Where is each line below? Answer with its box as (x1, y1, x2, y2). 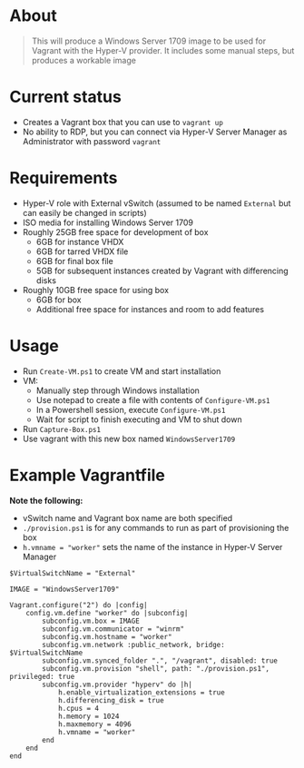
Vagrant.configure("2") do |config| (9, 600, 148, 609)
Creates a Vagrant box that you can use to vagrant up (22, 116, 224, 127)
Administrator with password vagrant (22, 135, 162, 146)
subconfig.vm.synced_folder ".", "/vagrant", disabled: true (42, 655, 279, 665)
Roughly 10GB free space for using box (22, 284, 170, 295)
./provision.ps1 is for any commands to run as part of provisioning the (22, 522, 289, 533)
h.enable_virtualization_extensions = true (57, 687, 225, 697)
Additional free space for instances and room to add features (35, 303, 265, 314)
